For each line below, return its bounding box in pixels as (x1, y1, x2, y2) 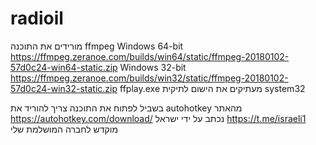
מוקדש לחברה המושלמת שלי (10, 123, 119, 135)
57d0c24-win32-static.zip (10, 82, 118, 94)
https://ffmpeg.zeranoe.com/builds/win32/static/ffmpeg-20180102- (10, 72, 289, 84)
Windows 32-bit (119, 61, 187, 73)
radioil (10, 7, 64, 30)
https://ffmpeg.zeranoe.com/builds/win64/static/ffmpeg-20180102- (10, 50, 290, 62)
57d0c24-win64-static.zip (10, 61, 118, 73)
